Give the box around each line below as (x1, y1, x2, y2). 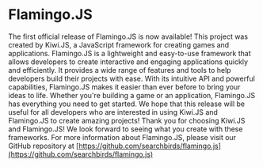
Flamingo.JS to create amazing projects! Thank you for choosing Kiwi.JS (8, 116, 246, 125)
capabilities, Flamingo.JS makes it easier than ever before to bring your (8, 82, 241, 92)
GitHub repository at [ (8, 141, 79, 150)
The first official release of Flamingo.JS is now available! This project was (8, 32, 248, 41)
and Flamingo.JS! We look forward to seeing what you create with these (8, 124, 243, 134)
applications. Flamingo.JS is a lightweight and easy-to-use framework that (8, 48, 251, 58)
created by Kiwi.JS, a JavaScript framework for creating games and (8, 40, 230, 49)
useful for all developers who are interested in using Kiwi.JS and (8, 107, 218, 116)
